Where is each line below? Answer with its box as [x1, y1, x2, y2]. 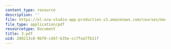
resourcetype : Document [5, 27, 56, 32]
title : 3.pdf [5, 31, 33, 36]
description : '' [5, 12, 40, 17]
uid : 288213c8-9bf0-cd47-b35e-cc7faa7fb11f [5, 36, 99, 41]
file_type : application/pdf [5, 21, 65, 27]
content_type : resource [5, 7, 56, 13]
